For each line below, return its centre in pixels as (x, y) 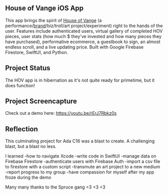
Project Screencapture (41, 102)
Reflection (22, 129)
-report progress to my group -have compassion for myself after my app (80, 172)
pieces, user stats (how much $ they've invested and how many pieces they (83, 36)
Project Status (28, 68)
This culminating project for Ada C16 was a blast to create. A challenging (80, 141)
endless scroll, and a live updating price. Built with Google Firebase (74, 47)
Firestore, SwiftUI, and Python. (37, 52)
